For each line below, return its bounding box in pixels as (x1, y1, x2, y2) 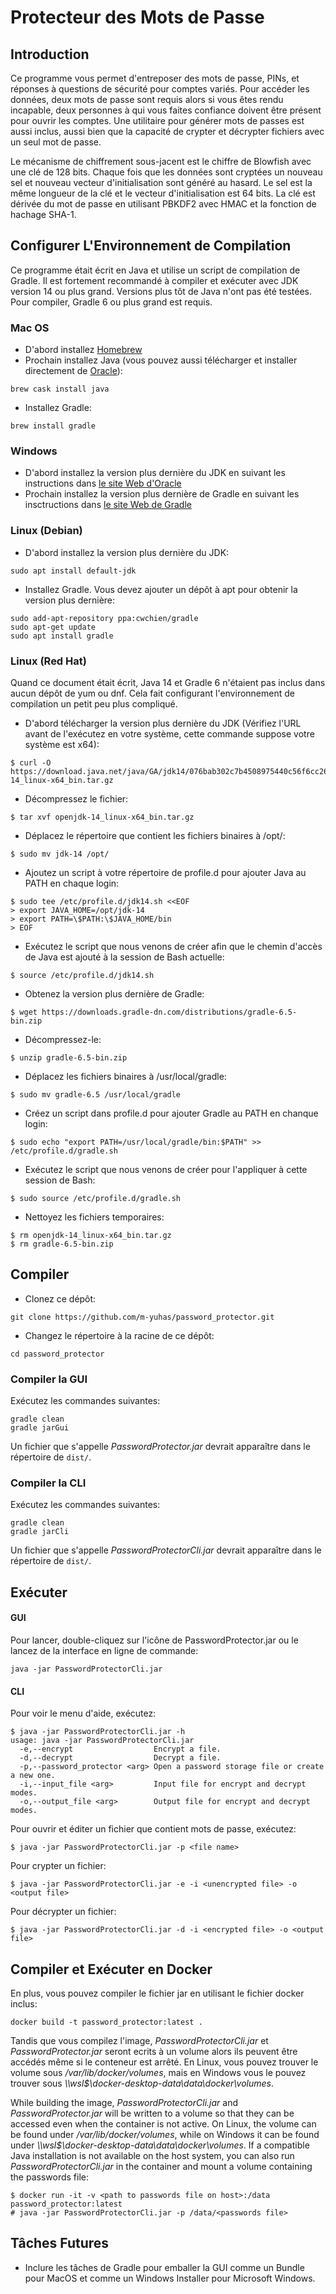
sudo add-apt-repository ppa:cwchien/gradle (10, 613, 199, 623)
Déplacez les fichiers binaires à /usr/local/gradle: (24, 1071, 227, 1082)
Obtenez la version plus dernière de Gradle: (24, 988, 205, 1000)
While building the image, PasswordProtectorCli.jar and (10, 2097, 238, 2109)
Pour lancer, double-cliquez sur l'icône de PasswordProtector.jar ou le (10, 1634, 299, 1646)
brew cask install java (10, 384, 110, 395)
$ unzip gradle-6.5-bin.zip (10, 1053, 128, 1063)
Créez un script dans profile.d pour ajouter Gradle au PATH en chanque (24, 1107, 319, 1119)
